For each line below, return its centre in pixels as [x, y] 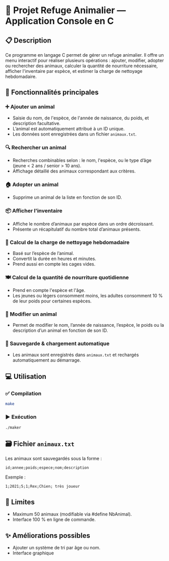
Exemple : [16, 477]
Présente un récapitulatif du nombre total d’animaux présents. [77, 229]
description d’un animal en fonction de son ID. [60, 330]
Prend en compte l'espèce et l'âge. [49, 290]
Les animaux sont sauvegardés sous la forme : [53, 459]
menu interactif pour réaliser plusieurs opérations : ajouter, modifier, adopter [84, 60]
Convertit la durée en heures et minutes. [54, 258]
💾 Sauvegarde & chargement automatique [58, 343]
